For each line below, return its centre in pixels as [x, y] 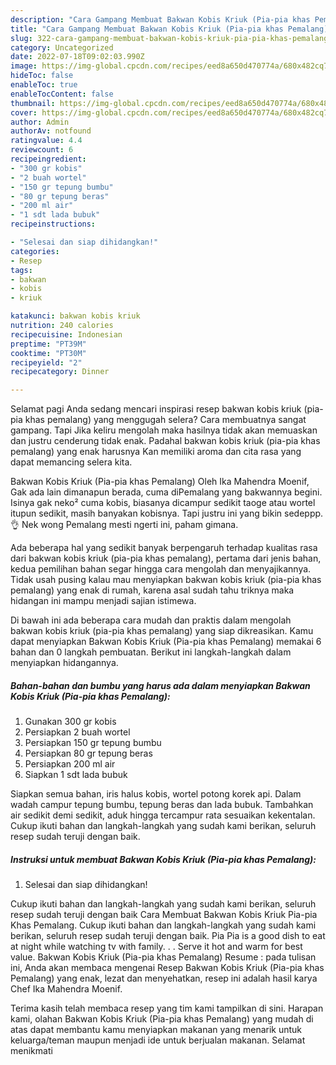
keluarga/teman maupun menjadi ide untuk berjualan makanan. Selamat [158, 1040]
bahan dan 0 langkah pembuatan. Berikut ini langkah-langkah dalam [151, 652]
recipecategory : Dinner [60, 372]
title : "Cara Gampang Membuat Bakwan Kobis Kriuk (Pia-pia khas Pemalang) [169, 29]
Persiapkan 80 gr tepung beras [88, 753]
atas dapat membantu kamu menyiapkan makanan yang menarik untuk [156, 1030]
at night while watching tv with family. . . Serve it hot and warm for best [156, 947]
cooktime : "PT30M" [48, 353]
